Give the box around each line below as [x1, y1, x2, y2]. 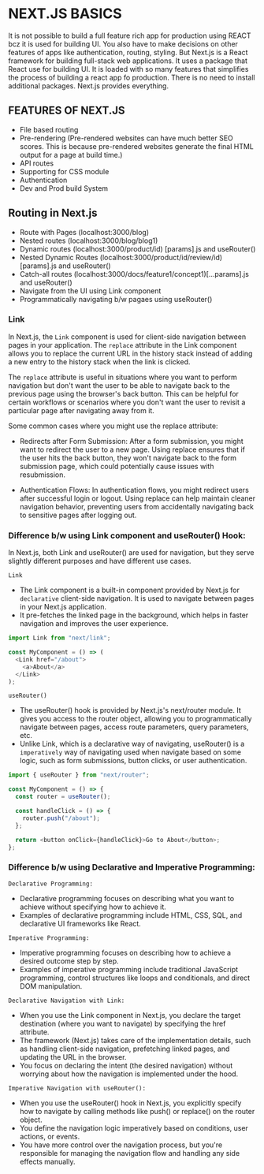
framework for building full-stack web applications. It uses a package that [8, 56, 248, 65]
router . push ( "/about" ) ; [22, 814, 101, 822]
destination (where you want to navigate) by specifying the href [19, 1019, 226, 1028]
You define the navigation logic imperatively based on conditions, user [19, 1123, 248, 1132]
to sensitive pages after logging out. [19, 510, 137, 520]
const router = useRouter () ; [15, 793, 111, 801]
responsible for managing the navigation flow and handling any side [19, 1148, 240, 1157]
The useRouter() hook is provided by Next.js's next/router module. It [19, 706, 242, 715]
